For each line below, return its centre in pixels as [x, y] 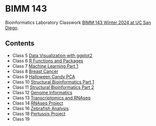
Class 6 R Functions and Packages [48, 61]
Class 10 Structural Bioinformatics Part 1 [53, 82]
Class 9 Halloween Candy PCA [44, 76]
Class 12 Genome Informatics [42, 92]
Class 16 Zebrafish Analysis [40, 108]
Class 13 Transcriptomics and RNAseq [51, 98]
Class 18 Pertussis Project [39, 114]
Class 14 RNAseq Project [38, 103]
